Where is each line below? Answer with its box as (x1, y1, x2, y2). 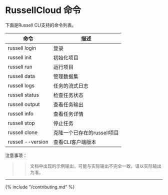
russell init (7, 53, 32, 60)
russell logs (7, 82, 35, 89)
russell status (7, 91, 39, 98)
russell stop (7, 119, 35, 126)
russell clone (7, 128, 38, 135)
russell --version (7, 138, 48, 145)
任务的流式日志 (53, 82, 88, 89)
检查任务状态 (53, 91, 83, 98)
